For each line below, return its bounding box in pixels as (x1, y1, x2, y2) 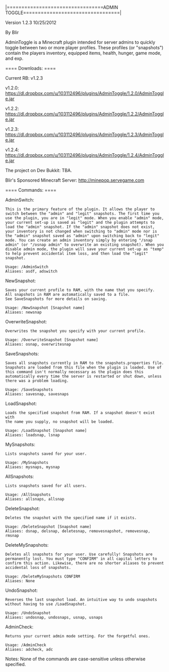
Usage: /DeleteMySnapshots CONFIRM (5, 574, 80, 579)
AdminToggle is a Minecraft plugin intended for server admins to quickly (5, 39, 155, 45)
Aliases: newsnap (5, 310, 42, 315)
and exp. (5, 55, 24, 61)
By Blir (5, 29, 19, 35)
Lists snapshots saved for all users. (5, 483, 87, 488)
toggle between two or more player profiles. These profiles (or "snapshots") (5, 45, 163, 50)
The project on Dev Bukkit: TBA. (5, 167, 72, 173)
